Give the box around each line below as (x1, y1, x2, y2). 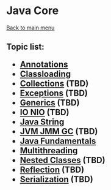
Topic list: (6, 42, 45, 52)
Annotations (20, 59, 68, 70)
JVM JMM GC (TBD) (20, 126, 98, 137)
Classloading (20, 69, 71, 80)
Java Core (6, 4, 59, 18)
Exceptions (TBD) (20, 88, 88, 99)
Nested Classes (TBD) (20, 155, 106, 165)
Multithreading (20, 145, 78, 156)
